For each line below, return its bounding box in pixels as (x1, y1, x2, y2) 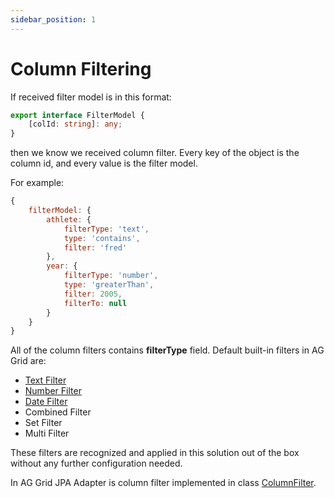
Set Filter (24, 417, 63, 429)
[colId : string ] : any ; (28, 119, 123, 130)
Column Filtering (10, 57, 152, 80)
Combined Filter (24, 406, 92, 418)
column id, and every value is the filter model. (10, 157, 198, 170)
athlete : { (46, 214, 92, 225)
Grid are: (10, 355, 47, 367)
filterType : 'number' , (63, 271, 159, 281)
